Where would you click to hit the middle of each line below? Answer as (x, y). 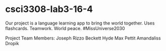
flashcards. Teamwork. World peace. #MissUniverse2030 (65, 28)
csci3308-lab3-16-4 (49, 9)
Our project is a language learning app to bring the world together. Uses (80, 23)
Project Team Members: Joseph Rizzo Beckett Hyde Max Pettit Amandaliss (83, 38)
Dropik (12, 43)
